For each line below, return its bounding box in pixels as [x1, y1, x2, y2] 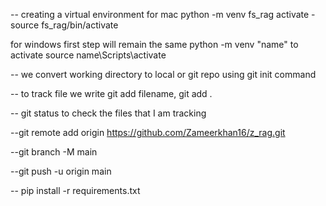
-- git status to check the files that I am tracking [10, 107, 207, 119]
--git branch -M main [10, 146, 98, 158]
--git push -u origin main [10, 165, 112, 177]
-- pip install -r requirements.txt [10, 185, 141, 196]
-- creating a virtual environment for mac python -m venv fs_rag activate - [10, 9, 316, 20]
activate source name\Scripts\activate [10, 49, 167, 61]
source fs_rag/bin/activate [10, 19, 119, 31]
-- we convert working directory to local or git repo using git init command [10, 69, 317, 80]
